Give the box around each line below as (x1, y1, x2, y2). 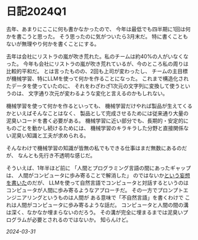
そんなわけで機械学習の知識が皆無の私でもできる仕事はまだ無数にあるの (6, 144, 182, 151)
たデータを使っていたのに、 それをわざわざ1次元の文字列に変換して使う (6, 82, 180, 89)
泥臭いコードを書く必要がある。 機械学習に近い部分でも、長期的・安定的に (6, 117, 189, 124)
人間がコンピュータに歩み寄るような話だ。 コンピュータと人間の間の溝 (16, 201, 189, 208)
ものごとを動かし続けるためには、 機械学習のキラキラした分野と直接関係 (6, 124, 184, 131)
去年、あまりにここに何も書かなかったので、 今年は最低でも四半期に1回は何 (6, 25, 191, 33)
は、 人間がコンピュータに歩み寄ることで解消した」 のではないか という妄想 (6, 171, 190, 179)
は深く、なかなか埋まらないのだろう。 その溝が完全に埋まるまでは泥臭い (6, 209, 183, 216)
